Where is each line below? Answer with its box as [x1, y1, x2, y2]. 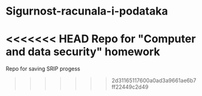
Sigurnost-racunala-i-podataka [5, 4, 169, 18]
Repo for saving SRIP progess [5, 65, 80, 72]
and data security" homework [5, 45, 161, 59]
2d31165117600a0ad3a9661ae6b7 [111, 77, 197, 84]
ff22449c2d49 [111, 83, 148, 91]
